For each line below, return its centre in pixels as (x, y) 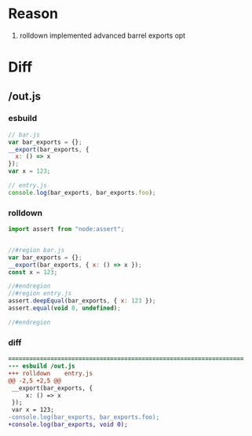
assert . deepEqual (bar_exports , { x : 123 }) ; (82, 301)
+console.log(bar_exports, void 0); (68, 425)
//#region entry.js (40, 294)
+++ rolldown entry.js (50, 373)
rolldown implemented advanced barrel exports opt (102, 35)
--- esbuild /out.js (42, 366)
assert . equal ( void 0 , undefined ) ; (65, 308)
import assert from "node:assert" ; (66, 229)
